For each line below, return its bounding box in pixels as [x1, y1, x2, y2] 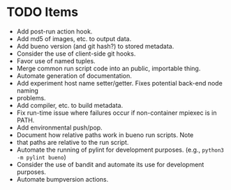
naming [16, 86, 39, 95]
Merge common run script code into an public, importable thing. [16, 64, 201, 72]
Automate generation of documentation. [16, 71, 132, 80]
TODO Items [6, 4, 78, 20]
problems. [16, 93, 46, 102]
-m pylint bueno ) [16, 152, 67, 161]
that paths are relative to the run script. [16, 138, 129, 146]
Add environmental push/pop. [16, 123, 103, 132]
